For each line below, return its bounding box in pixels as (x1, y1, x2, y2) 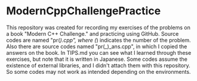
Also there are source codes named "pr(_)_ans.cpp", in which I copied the (6, 43, 187, 50)
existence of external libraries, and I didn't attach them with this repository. (6, 61, 190, 69)
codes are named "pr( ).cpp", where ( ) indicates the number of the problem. (6, 36, 191, 43)
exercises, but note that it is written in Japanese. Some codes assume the (6, 55, 188, 63)
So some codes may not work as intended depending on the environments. (6, 68, 191, 75)
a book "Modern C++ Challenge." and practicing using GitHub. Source (6, 30, 179, 37)
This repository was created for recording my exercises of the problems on (6, 24, 191, 31)
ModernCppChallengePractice (6, 4, 161, 18)
